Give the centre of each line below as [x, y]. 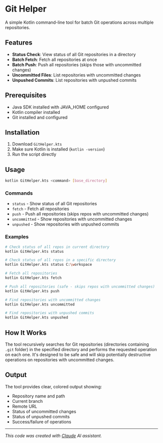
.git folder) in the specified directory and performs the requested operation [81, 349]
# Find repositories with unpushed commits [50, 313]
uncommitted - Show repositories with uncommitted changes [72, 219]
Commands [19, 193]
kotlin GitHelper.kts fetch [33, 278]
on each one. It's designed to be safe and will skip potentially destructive [78, 354]
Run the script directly [34, 154]
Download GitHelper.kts [37, 144]
